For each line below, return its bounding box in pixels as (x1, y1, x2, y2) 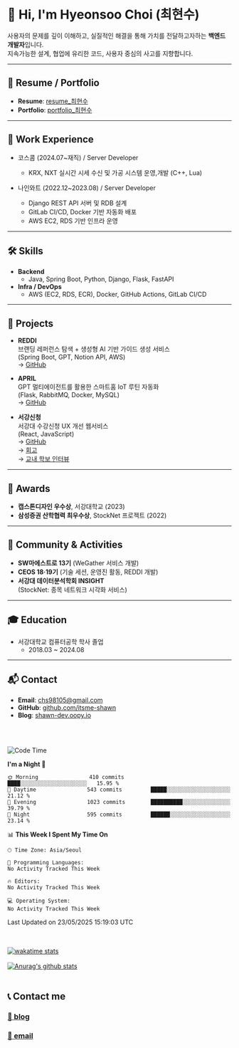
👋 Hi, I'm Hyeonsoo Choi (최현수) (7, 6, 200, 23)
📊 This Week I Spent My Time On (7, 830, 108, 839)
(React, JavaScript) (17, 430, 75, 439)
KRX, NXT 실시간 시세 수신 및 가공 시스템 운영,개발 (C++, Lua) (28, 168, 203, 177)
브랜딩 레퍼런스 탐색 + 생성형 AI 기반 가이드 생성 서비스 (17, 345, 171, 353)
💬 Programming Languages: (7, 859, 84, 866)
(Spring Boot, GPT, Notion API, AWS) (17, 353, 126, 362)
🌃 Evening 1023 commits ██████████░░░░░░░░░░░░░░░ (7, 799, 231, 806)
